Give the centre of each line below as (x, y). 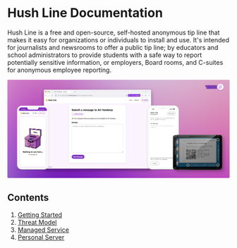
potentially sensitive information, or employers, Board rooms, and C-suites (115, 62)
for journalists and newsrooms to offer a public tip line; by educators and (113, 47)
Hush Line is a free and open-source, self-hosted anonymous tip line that (114, 32)
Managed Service (43, 230)
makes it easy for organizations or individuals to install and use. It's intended (119, 39)
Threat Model (37, 222)
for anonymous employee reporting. (59, 70)
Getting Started (39, 215)
